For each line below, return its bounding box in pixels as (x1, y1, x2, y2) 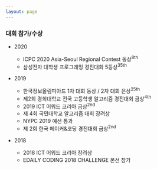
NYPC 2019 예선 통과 (22, 118, 73, 125)
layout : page (5, 8, 38, 15)
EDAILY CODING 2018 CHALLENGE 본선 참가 (22, 156, 131, 163)
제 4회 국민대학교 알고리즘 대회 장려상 (22, 110, 110, 117)
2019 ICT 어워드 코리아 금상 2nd (22, 102, 96, 110)
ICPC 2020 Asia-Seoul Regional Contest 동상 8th (22, 54, 139, 63)
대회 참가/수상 (5, 29, 43, 37)
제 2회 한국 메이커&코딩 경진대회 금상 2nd (22, 124, 116, 132)
